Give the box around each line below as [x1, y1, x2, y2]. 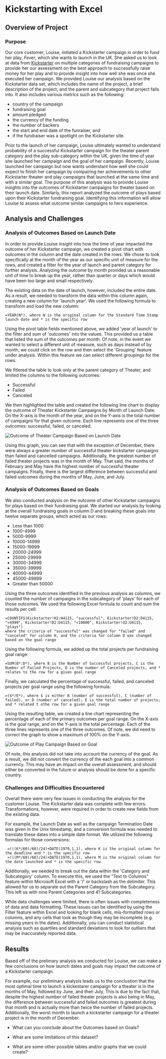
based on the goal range [5, 637, 56, 643]
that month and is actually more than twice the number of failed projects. [5, 1004, 154, 1010]
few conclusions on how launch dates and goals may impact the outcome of [5, 963, 161, 969]
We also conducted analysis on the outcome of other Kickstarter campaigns [5, 497, 161, 503]
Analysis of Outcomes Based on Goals [5, 486, 99, 493]
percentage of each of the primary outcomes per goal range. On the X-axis [5, 715, 159, 722]
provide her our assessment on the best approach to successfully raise [5, 65, 151, 71]
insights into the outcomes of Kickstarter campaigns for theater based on [5, 184, 155, 190]
